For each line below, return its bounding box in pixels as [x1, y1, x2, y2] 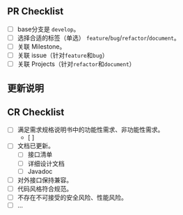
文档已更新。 [17, 142, 54, 150]
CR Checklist [7, 106, 65, 118]
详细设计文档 [27, 159, 65, 168]
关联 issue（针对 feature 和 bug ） [17, 51, 109, 59]
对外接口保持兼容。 [17, 175, 73, 184]
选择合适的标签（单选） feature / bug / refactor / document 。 [17, 33, 181, 42]
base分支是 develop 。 [17, 24, 80, 33]
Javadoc [27, 167, 53, 175]
